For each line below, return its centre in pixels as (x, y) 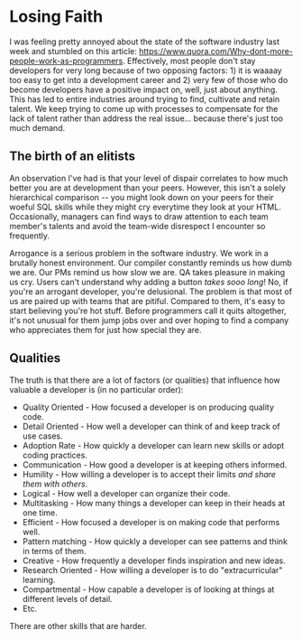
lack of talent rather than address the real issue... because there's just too (146, 118)
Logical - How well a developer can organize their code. (126, 493)
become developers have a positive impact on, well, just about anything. (143, 89)
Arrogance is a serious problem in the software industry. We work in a (139, 253)
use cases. (42, 436)
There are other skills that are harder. (78, 625)
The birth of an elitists (73, 157)
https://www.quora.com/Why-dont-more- (215, 51)
